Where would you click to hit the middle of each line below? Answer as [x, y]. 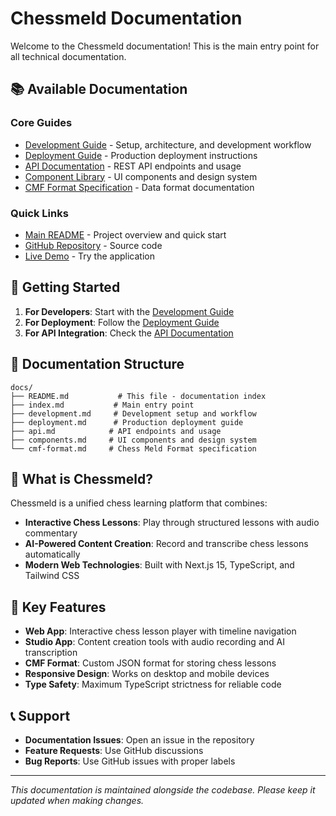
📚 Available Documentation [99, 89]
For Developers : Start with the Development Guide [129, 311]
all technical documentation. [68, 56]
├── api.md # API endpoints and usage [116, 431]
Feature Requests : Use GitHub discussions [114, 750]
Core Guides [41, 123]
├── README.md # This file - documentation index [138, 396]
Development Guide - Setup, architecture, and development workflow [168, 144]
